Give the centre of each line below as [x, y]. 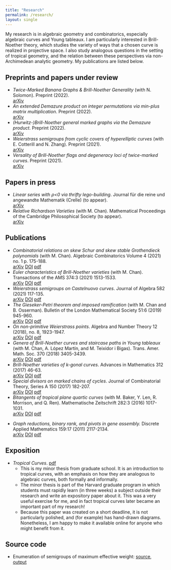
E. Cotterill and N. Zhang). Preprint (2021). [57, 145]
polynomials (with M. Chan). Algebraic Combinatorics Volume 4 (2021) [87, 256]
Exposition [22, 451]
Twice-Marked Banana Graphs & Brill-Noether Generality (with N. [82, 90]
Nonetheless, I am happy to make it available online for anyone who [91, 523]
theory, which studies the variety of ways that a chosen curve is [91, 45]
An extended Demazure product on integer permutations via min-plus [86, 106]
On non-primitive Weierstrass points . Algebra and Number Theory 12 [85, 327]
